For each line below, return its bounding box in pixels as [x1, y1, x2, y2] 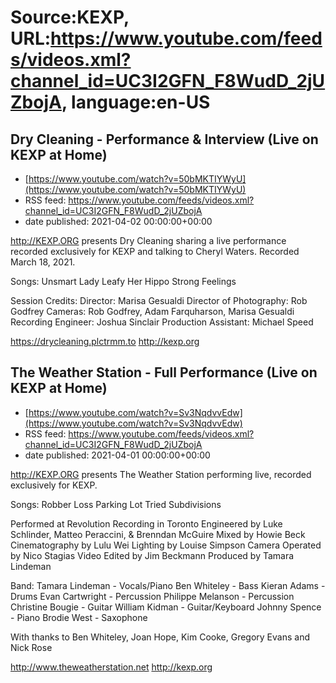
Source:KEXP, [10, 6, 130, 29]
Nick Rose [10, 641, 53, 653]
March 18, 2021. [10, 256, 76, 268]
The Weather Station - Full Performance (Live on [10, 364, 318, 381]
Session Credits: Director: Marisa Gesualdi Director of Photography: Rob [10, 295, 308, 306]
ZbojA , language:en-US [10, 91, 211, 114]
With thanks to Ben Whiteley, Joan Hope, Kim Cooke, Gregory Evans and [10, 631, 310, 643]
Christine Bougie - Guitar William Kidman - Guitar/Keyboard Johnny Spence [10, 601, 322, 613]
